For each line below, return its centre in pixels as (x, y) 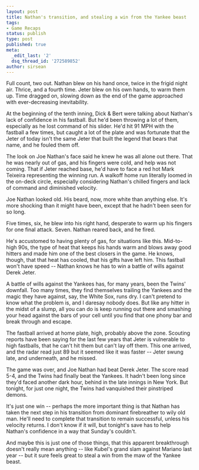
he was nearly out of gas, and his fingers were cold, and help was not (91, 163)
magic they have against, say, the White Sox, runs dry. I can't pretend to (94, 297)
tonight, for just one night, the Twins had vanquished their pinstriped (90, 388)
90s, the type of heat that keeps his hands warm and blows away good (105, 247)
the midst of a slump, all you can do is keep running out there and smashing (99, 309)
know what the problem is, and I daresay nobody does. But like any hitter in (98, 303)
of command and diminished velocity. (52, 188)
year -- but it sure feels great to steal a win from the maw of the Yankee (94, 455)
